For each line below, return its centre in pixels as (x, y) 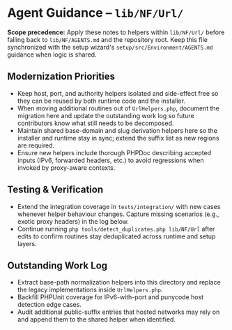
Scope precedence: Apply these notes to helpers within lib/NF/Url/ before (116, 32)
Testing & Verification (55, 190)
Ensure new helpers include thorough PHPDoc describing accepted (114, 152)
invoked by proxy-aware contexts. (66, 167)
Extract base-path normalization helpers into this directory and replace (119, 282)
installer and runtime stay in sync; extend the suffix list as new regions (118, 138)
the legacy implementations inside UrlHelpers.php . (90, 290)
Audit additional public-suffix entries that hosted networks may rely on (118, 312)
